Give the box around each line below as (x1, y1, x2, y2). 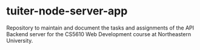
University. (6, 37, 33, 44)
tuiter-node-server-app (6, 4, 128, 18)
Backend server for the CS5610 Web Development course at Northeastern (6, 30, 192, 37)
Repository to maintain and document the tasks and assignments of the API (6, 24, 195, 31)
